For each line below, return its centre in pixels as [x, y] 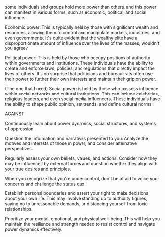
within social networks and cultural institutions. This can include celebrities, [82, 94]
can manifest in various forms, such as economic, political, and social [76, 12]
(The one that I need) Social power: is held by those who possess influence [82, 88]
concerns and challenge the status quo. [45, 184]
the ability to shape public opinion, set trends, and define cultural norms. [79, 104]
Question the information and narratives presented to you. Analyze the [77, 138]
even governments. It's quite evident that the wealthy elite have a [71, 38]
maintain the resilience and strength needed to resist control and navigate [80, 224]
